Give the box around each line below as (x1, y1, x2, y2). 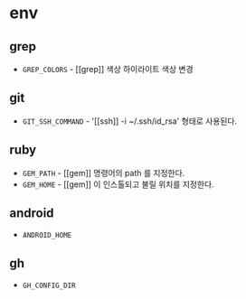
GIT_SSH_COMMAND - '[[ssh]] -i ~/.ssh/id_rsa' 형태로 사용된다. (22, 116, 238, 126)
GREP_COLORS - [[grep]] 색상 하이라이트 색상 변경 (22, 64, 194, 74)
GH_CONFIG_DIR (22, 281, 76, 291)
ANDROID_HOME (22, 231, 72, 240)
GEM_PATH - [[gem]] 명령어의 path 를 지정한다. (22, 167, 185, 178)
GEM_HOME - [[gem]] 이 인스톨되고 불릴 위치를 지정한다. (22, 179, 214, 190)
